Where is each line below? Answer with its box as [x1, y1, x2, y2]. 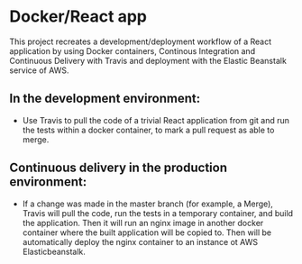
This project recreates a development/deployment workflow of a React [9, 36, 272, 47]
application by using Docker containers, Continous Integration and [9, 45, 255, 56]
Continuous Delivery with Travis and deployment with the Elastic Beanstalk [9, 55, 287, 66]
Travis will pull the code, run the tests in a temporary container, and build [22, 207, 294, 218]
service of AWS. [9, 65, 69, 76]
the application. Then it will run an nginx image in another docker [22, 217, 264, 228]
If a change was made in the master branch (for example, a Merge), [22, 198, 273, 209]
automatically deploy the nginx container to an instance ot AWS [22, 236, 259, 247]
